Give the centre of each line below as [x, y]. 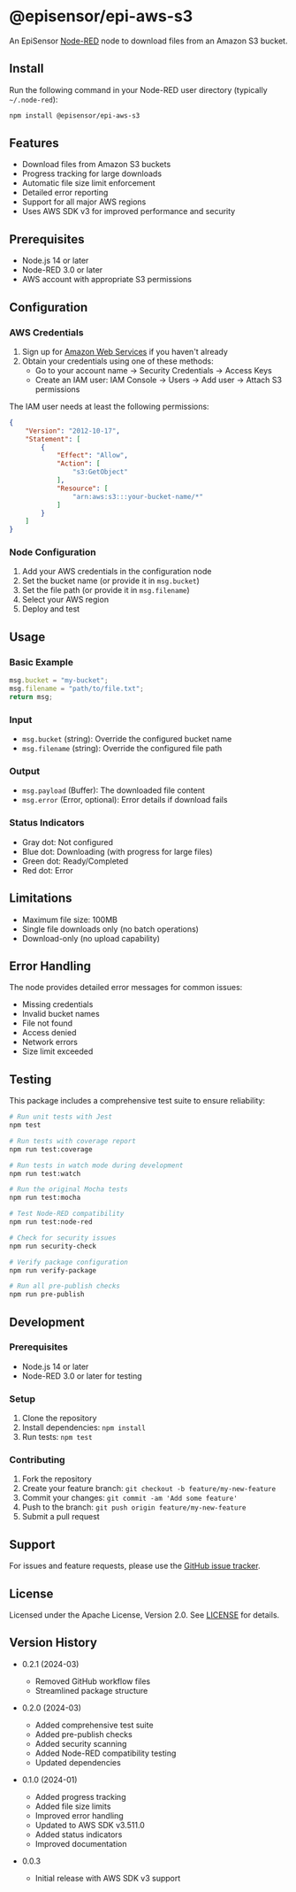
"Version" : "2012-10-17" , [73, 431]
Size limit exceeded [57, 1051]
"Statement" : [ [53, 439]
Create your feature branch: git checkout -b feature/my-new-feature [149, 1488]
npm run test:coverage [51, 1149]
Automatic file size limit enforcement [89, 183]
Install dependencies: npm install [83, 1427]
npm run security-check [53, 1246]
